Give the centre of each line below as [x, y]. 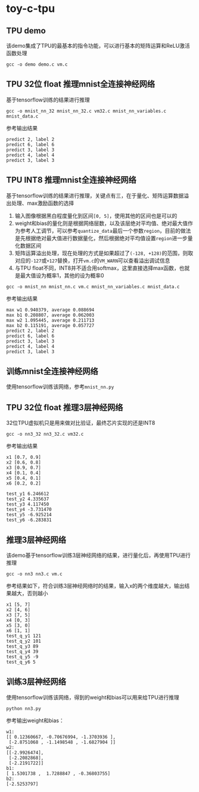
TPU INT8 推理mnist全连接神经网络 [71, 180]
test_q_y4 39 [22, 652]
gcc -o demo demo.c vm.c [37, 64]
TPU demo [26, 31]
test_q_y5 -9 [22, 657]
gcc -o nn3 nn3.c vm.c [34, 574]
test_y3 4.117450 [28, 504]
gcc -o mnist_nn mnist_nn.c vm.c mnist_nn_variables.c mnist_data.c [93, 286]
